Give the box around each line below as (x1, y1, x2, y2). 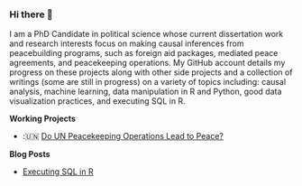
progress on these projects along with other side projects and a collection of (9, 67, 293, 78)
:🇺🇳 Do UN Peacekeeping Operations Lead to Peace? (22, 131, 224, 142)
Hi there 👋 (9, 8, 54, 21)
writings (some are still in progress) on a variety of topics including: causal (9, 77, 287, 88)
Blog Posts (9, 149, 51, 160)
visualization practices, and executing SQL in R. (9, 96, 187, 107)
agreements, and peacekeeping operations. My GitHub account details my (9, 58, 286, 69)
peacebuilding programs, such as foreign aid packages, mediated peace (9, 48, 279, 59)
